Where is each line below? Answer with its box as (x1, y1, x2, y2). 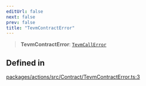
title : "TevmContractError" (6, 25, 75, 31)
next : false (6, 14, 35, 20)
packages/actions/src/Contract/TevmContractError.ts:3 (6, 74, 140, 81)
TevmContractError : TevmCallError (20, 41, 107, 48)
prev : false (6, 19, 35, 25)
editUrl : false (6, 8, 44, 15)
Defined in (6, 58, 45, 68)
